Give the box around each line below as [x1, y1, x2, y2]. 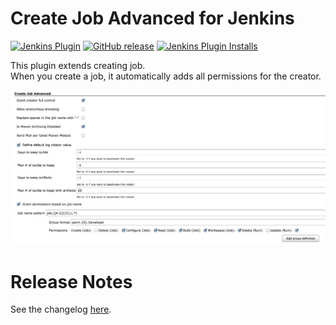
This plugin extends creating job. [10, 59, 146, 71]
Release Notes [10, 270, 133, 293]
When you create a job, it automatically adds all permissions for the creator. [10, 70, 322, 82]
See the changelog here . [10, 303, 112, 316]
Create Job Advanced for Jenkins [10, 7, 295, 30]
